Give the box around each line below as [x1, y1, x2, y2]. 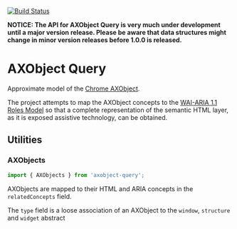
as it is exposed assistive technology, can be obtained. [7, 113, 168, 121]
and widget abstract [7, 213, 65, 222]
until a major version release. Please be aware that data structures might [7, 29, 226, 36]
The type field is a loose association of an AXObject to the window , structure [7, 205, 231, 214]
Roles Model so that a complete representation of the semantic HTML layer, [7, 106, 229, 114]
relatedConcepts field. [7, 192, 73, 200]
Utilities [7, 134, 43, 146]
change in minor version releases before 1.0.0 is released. [7, 36, 182, 44]
